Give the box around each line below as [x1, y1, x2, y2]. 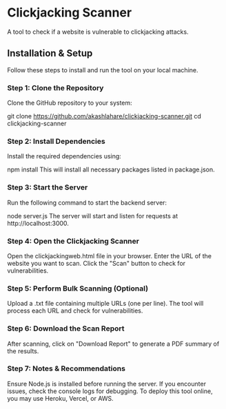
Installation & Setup [7, 48, 93, 59]
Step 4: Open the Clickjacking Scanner [7, 236, 140, 246]
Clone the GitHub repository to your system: [7, 98, 132, 107]
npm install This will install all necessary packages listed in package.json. [7, 165, 215, 174]
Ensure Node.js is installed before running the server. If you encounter [7, 379, 207, 388]
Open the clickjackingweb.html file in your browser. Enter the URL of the [7, 251, 212, 260]
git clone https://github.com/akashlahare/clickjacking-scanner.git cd [7, 112, 201, 120]
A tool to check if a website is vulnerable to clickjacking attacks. [7, 28, 189, 36]
